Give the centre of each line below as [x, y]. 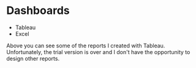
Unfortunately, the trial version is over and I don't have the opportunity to [98, 52]
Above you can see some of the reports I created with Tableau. [86, 46]
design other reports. [33, 58]
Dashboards [38, 11]
